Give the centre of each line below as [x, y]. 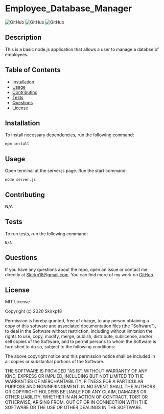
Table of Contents [33, 70]
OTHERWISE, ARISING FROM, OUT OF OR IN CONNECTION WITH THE [76, 402]
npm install [17, 144]
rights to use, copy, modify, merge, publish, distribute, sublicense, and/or [79, 337]
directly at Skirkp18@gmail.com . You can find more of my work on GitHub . [80, 274]
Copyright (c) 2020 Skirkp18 [34, 311]
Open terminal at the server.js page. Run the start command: [66, 171]
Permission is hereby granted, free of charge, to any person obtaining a [77, 321]
